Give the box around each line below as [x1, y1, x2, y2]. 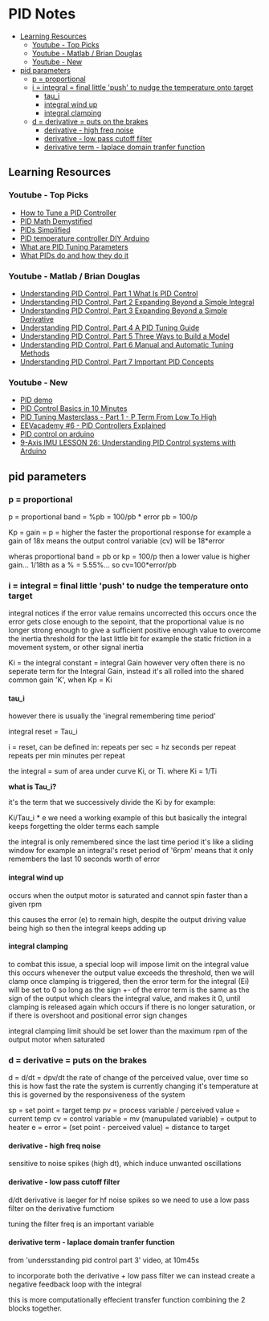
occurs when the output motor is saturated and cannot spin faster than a [8, 890, 249, 900]
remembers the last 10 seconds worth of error [8, 854, 161, 864]
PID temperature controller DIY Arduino [19, 234, 150, 243]
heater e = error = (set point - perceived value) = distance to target [8, 1123, 230, 1132]
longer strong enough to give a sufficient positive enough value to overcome [8, 625, 261, 635]
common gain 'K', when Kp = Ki [8, 675, 112, 685]
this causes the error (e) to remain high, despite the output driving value [8, 914, 247, 924]
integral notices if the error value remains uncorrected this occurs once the [8, 608, 257, 618]
